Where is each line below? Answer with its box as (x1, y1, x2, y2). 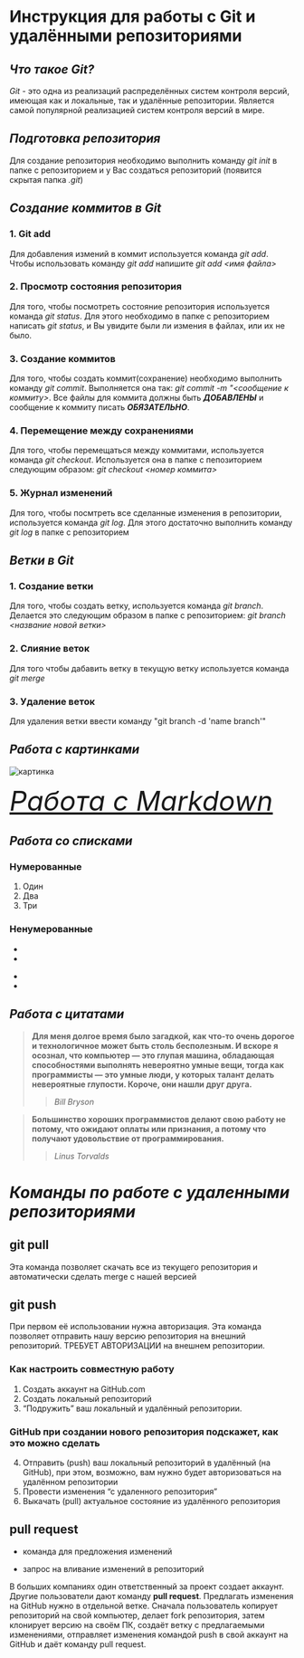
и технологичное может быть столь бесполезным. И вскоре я (31, 1040, 279, 1051)
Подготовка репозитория (9, 131, 161, 147)
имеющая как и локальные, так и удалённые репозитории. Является (9, 95, 275, 106)
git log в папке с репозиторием (9, 527, 129, 538)
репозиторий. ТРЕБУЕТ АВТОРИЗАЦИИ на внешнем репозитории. (9, 1340, 265, 1351)
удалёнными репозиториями (9, 25, 242, 46)
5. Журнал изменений (9, 487, 113, 500)
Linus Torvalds (53, 1150, 110, 1161)
